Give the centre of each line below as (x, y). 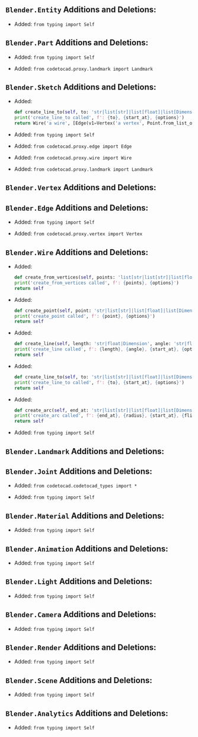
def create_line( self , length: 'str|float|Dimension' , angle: (92, 344)
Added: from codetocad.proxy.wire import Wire (73, 158)
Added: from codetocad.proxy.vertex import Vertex (78, 234)
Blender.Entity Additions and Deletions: (81, 10)
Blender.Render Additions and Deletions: (81, 648)
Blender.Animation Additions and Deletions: (87, 549)
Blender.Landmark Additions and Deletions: (85, 451)
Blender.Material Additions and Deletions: (85, 516)
